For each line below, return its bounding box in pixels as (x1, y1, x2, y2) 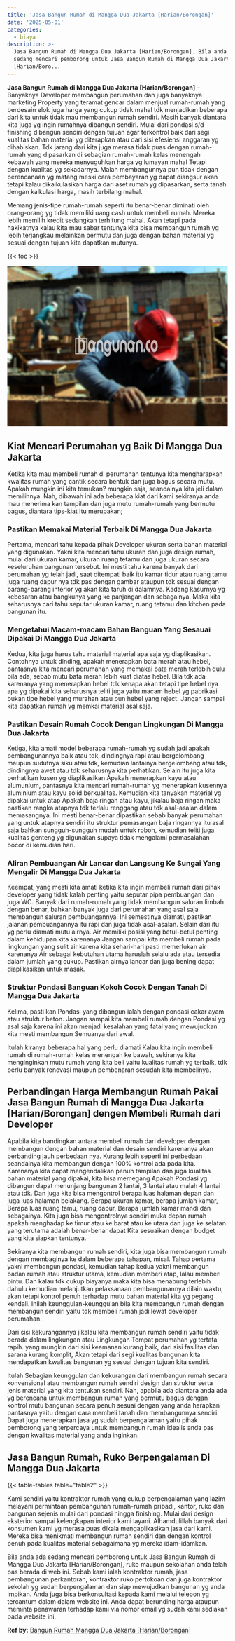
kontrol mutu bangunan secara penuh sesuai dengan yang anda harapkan (7, 1401, 220, 1410)
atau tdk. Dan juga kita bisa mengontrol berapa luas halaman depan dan (7, 1189, 215, 1198)
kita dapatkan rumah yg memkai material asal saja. (7, 702, 153, 710)
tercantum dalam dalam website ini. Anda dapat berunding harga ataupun (7, 1598, 219, 1606)
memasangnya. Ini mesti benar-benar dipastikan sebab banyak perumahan (7, 810, 223, 819)
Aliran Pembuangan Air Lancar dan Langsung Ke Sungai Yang (7, 858, 221, 868)
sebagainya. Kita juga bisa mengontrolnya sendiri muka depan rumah (7, 1211, 207, 1220)
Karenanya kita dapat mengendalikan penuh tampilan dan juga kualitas (7, 1167, 211, 1176)
